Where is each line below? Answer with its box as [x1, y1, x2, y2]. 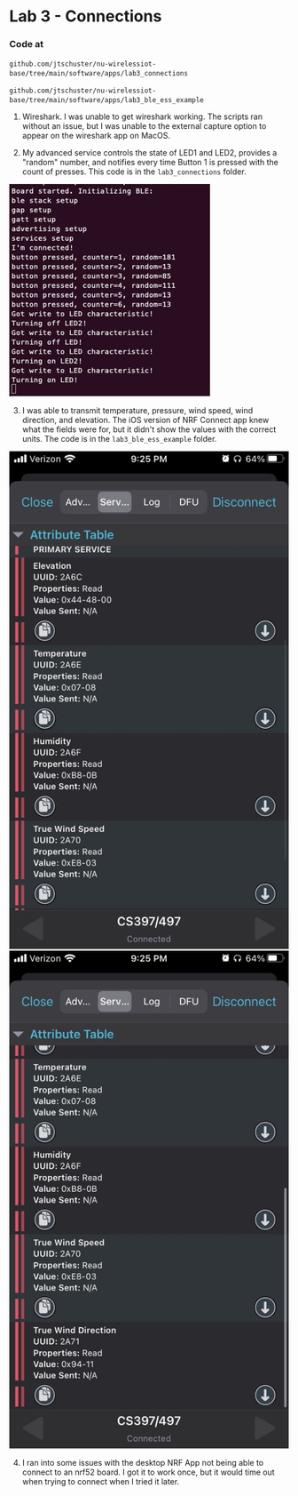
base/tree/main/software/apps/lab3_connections [9, 69, 189, 78]
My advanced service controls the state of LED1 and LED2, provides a [21, 148, 278, 158]
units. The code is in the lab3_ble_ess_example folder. [21, 434, 217, 444]
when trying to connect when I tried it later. [21, 1476, 180, 1487]
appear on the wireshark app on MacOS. [21, 131, 171, 141]
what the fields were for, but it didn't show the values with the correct [21, 424, 277, 435]
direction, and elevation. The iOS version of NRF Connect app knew [21, 415, 270, 426]
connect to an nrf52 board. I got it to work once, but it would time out [21, 1467, 275, 1477]
